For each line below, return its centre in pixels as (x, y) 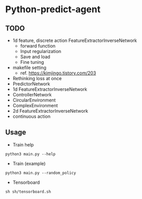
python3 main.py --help (31, 154)
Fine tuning (32, 62)
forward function (38, 46)
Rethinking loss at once (37, 78)
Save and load (35, 57)
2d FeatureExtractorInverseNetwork (50, 111)
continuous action (32, 116)
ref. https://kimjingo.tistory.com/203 (58, 73)
